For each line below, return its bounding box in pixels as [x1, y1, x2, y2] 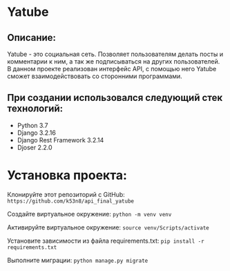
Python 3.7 [17, 121, 48, 129]
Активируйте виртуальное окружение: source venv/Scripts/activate [7, 223, 209, 232]
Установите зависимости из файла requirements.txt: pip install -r [7, 236, 205, 245]
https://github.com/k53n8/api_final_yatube [7, 198, 135, 205]
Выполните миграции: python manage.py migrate [7, 256, 148, 264]
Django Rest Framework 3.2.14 [17, 135, 104, 144]
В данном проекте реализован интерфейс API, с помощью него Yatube [7, 65, 217, 73]
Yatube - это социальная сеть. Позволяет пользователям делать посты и [7, 50, 223, 58]
